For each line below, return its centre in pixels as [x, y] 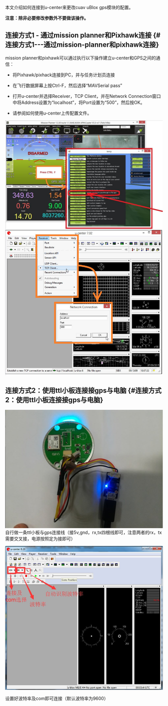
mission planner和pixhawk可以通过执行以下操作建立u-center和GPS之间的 [80, 58]
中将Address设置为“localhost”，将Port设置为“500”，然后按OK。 [78, 102]
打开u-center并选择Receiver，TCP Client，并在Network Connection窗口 [86, 96]
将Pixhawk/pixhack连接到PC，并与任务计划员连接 [63, 75]
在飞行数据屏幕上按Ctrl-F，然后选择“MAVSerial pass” [67, 85]
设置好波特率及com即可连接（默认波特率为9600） [57, 698]
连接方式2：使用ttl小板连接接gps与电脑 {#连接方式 [83, 391]
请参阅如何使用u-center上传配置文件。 [52, 113]
